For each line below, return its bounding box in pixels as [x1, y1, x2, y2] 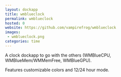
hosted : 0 [5, 20, 25, 26]
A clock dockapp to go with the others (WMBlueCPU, [5, 52, 111, 58]
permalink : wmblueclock [5, 16, 53, 21]
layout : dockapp [5, 7, 38, 12]
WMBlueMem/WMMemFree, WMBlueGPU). [5, 57, 92, 63]
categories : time [5, 39, 40, 44]
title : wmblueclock [5, 12, 45, 17]
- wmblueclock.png [7, 35, 45, 39]
